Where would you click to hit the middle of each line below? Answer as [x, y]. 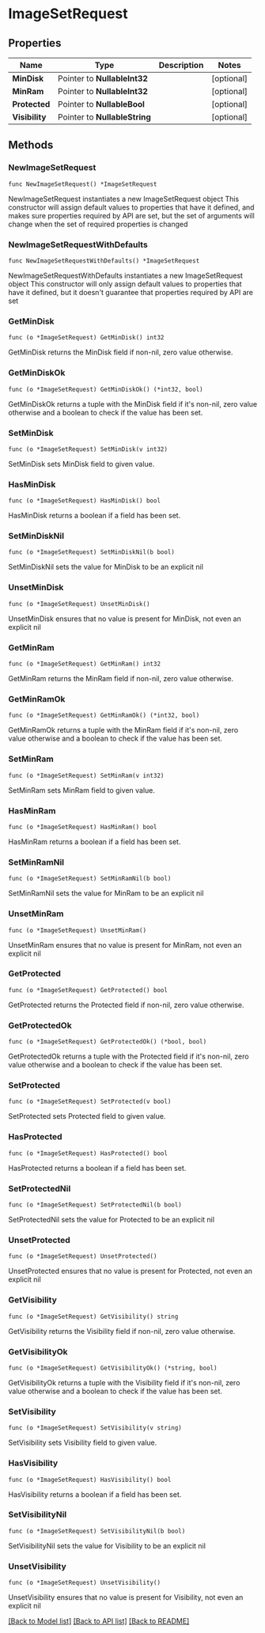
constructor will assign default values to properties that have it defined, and [131, 207]
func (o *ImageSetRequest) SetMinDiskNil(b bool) [92, 552]
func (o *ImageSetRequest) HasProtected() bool [88, 1153]
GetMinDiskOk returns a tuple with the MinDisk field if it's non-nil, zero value [133, 404]
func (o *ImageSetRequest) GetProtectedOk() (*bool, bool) [108, 1042]
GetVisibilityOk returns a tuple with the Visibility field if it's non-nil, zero [124, 1382]
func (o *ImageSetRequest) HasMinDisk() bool [84, 501]
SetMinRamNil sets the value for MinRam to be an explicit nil [106, 893]
